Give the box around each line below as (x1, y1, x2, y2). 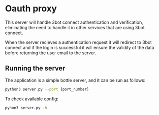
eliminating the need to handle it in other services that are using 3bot (5, 24, 145, 30)
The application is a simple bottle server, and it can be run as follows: (5, 77, 146, 83)
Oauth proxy (5, 3, 57, 14)
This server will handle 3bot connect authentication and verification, (5, 19, 144, 25)
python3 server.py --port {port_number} (5, 87, 90, 92)
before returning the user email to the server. (5, 50, 96, 56)
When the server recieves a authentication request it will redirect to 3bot (5, 39, 152, 45)
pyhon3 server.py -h (5, 105, 48, 110)
